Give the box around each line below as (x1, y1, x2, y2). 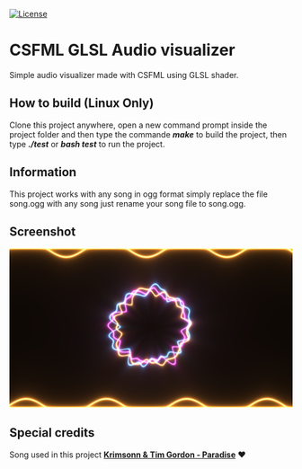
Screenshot (9, 224, 76, 239)
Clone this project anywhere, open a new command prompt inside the (9, 119, 268, 130)
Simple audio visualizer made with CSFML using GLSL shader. (9, 69, 239, 80)
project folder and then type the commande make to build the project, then (9, 128, 288, 139)
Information (9, 164, 77, 180)
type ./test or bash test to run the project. (9, 138, 165, 149)
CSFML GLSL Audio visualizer (9, 40, 235, 60)
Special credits (9, 425, 95, 440)
